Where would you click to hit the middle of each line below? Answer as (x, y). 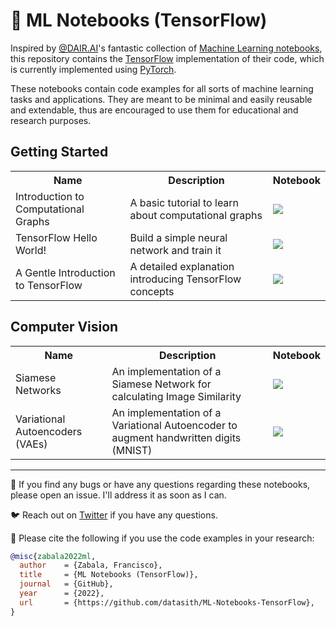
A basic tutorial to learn (184, 202)
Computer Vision (64, 327)
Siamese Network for (161, 384)
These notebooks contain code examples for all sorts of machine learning (162, 88)
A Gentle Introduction (65, 272)
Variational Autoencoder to (174, 425)
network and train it (175, 250)
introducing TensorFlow (185, 279)
